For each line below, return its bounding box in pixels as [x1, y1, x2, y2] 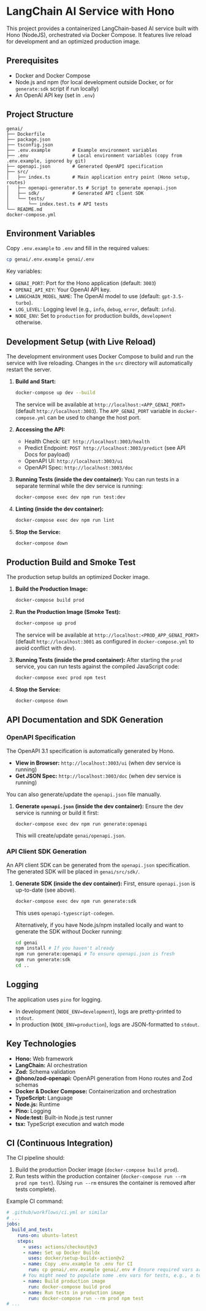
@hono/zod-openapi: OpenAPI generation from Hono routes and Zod [15, 1074, 193, 1082]
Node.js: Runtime [15, 1100, 60, 1108]
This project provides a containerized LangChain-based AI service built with [6, 25, 199, 32]
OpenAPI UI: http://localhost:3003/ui [24, 457, 123, 465]
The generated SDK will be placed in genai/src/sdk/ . [6, 868, 140, 875]
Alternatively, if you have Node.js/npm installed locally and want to [15, 921, 184, 929]
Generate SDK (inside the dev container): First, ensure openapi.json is [15, 880, 196, 887]
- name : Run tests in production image [22, 1289, 124, 1296]
